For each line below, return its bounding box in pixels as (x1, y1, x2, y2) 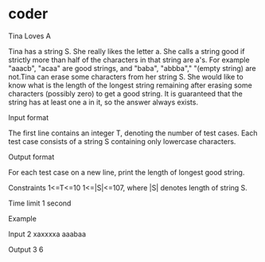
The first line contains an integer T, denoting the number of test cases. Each (8, 128, 258, 138)
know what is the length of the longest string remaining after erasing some (8, 80, 252, 90)
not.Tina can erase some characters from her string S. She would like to (8, 72, 244, 81)
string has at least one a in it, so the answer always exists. (8, 97, 199, 107)
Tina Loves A (8, 31, 52, 41)
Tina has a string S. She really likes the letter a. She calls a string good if (8, 46, 245, 56)
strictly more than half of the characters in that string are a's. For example (8, 55, 250, 65)
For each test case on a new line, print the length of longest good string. (8, 167, 245, 177)
